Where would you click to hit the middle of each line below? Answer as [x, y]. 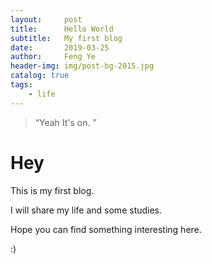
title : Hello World [62, 29]
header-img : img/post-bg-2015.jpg [82, 66]
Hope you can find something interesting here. [106, 229]
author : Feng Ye [53, 57]
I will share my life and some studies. [86, 210]
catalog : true [40, 76]
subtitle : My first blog [66, 38]
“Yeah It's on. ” [65, 122]
